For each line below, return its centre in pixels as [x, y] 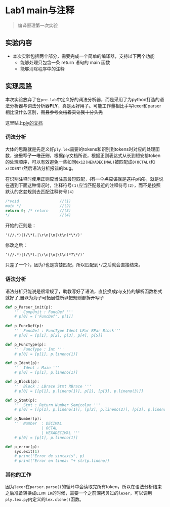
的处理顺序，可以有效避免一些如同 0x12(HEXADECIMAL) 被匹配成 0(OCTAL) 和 [80, 162]
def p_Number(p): [24, 419]
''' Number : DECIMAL [38, 423]
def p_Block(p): [22, 382]
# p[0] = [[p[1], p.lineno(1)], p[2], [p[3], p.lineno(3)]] [79, 391]
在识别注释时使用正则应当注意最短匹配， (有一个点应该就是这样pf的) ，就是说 [84, 179]
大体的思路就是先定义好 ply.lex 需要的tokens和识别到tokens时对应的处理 [80, 149]
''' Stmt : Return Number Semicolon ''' [57, 405]
